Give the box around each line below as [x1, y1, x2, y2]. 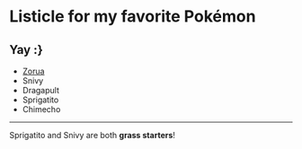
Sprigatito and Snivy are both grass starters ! [9, 130, 175, 140]
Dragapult [22, 85, 60, 95]
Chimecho [22, 104, 61, 114]
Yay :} [9, 42, 43, 57]
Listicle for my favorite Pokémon [9, 6, 256, 27]
